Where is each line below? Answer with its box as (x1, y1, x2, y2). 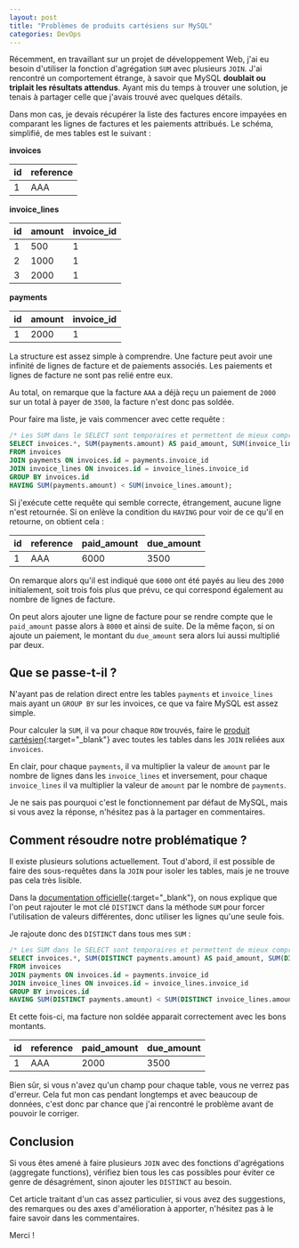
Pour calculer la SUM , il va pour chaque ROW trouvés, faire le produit (9, 725, 251, 735)
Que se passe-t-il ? (9, 665, 117, 680)
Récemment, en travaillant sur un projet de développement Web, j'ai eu (9, 54, 270, 65)
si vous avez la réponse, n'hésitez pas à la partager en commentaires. (9, 806, 265, 817)
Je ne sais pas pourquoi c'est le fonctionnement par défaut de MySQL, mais (9, 798, 288, 808)
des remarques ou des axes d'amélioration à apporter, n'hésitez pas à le (9, 1203, 274, 1214)
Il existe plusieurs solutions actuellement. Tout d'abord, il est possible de (9, 856, 276, 867)
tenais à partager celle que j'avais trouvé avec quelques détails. (9, 92, 243, 102)
